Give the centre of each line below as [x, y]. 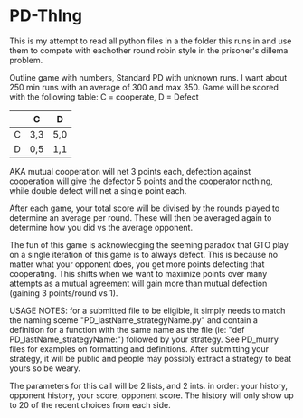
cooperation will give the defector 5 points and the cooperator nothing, [141, 181]
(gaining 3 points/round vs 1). [64, 293]
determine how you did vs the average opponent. [101, 227]
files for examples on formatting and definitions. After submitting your [139, 348]
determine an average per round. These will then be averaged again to [141, 217]
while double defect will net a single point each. [98, 190]
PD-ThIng [46, 16]
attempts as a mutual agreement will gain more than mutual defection [138, 283]
